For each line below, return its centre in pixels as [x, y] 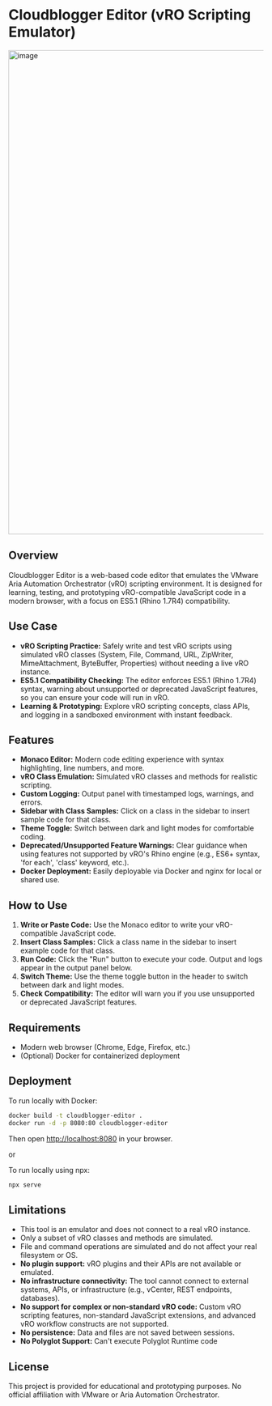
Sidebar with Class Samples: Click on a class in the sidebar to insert [135, 811]
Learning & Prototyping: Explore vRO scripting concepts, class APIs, [135, 706]
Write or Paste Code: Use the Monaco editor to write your [117, 925]
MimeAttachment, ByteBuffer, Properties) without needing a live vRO [134, 663]
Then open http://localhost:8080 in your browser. [91, 1138]
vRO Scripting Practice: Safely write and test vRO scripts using [126, 646]
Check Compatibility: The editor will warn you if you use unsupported [137, 994]
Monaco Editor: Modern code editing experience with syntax [122, 759]
